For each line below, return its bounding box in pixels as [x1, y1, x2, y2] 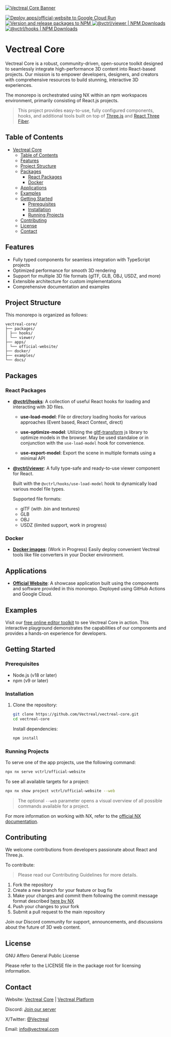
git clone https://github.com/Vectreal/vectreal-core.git [12, 711, 139, 717]
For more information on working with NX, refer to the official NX [5, 813, 141, 819]
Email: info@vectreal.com [5, 1026, 59, 1032]
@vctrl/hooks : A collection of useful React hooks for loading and [12, 399, 151, 405]
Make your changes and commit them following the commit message [12, 892, 158, 899]
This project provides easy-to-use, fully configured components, [17, 107, 154, 113]
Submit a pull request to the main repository [12, 909, 105, 915]
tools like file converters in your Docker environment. [12, 552, 124, 558]
